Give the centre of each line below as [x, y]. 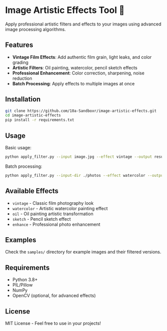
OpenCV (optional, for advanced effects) [54, 296]
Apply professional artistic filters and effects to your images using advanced [83, 24]
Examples [21, 240]
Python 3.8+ [25, 280]
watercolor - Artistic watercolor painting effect [60, 208]
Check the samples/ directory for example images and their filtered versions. [83, 252]
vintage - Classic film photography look [53, 203]
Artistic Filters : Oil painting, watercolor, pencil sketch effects [75, 67]
